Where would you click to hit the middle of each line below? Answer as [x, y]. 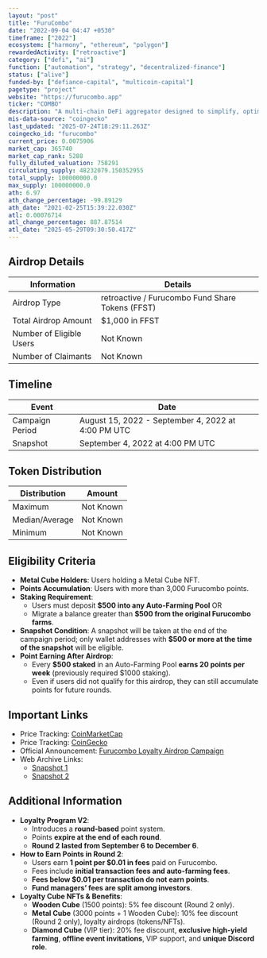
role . [39, 947]
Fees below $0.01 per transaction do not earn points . [120, 879]
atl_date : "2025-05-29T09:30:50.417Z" [72, 230]
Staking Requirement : [56, 597]
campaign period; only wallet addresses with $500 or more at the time [136, 639]
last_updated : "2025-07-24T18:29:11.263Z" [79, 126]
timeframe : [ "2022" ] [43, 38]
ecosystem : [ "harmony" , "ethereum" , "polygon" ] [89, 45]
